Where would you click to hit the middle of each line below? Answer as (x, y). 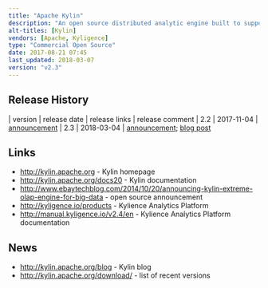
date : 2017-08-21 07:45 (48, 53)
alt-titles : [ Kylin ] (43, 30)
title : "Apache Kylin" (46, 16)
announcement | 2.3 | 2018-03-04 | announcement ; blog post (110, 128)
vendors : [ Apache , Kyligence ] (59, 38)
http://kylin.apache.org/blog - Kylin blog (85, 267)
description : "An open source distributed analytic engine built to (124, 23)
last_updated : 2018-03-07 (51, 61)
